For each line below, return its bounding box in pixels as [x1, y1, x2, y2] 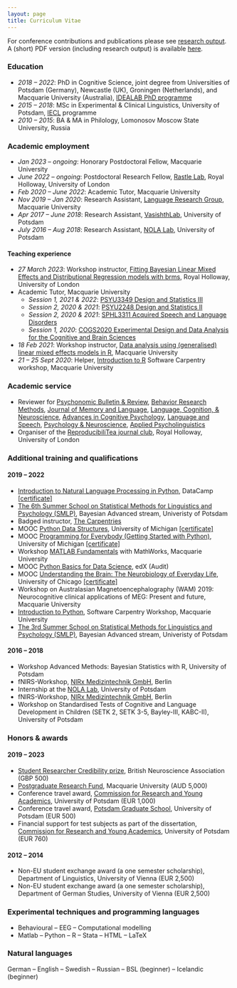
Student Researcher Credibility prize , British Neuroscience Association [17, 767, 226, 775]
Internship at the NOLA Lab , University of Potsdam [17, 685, 167, 693]
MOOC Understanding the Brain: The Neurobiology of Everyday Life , [17, 569, 218, 578]
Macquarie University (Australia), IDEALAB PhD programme [17, 93, 192, 102]
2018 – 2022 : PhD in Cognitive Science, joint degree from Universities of [17, 78, 230, 86]
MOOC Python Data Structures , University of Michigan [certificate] [17, 524, 214, 532]
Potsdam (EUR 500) [17, 812, 76, 821]
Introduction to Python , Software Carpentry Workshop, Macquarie [17, 607, 211, 616]
